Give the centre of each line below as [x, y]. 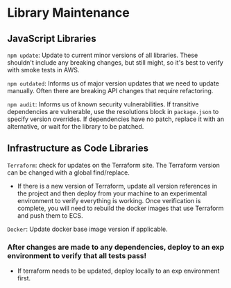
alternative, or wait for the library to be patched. [76, 126]
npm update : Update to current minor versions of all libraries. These [103, 55]
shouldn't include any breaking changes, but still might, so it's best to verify [115, 63]
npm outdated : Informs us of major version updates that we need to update [113, 83]
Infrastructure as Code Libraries [78, 149]
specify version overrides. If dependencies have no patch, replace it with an [115, 119]
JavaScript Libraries [52, 39]
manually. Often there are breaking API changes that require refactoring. [110, 91]
